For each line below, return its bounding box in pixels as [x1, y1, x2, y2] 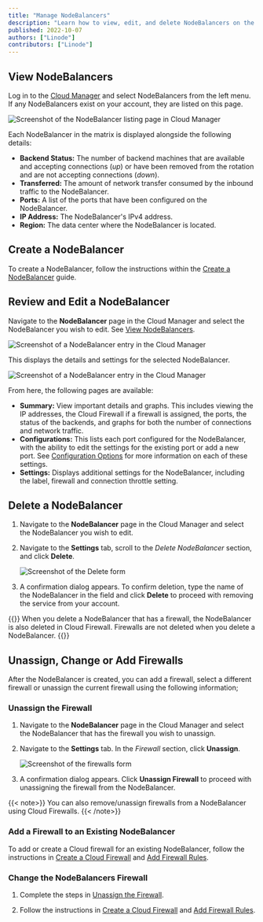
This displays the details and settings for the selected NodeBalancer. [8, 355, 230, 365]
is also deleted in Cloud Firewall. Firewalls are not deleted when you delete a [8, 623, 255, 632]
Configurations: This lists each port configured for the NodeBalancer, [19, 434, 247, 443]
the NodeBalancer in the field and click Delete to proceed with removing [19, 591, 254, 600]
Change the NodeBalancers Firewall [8, 872, 148, 883]
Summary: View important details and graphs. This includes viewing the [19, 401, 254, 410]
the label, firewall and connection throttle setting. [19, 476, 178, 485]
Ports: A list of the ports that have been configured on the [19, 194, 208, 205]
